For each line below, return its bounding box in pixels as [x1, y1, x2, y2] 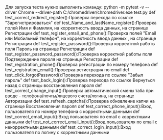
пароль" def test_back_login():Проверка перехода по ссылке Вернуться [5, 77, 155, 83]
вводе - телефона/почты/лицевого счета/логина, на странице [5, 93, 135, 99]
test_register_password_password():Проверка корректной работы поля [5, 51, 153, 57]
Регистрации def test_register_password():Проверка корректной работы [5, 41, 156, 46]
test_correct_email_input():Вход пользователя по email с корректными [5, 114, 150, 119]
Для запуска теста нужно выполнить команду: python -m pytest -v [5, 4, 144, 10]
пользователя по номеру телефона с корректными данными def [5, 109, 140, 114]
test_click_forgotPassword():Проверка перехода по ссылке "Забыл [5, 72, 143, 78]
